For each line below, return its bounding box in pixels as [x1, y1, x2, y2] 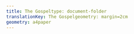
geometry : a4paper [6, 19, 51, 25]
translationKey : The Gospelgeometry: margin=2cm [6, 14, 128, 20]
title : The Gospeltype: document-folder [6, 8, 107, 14]
